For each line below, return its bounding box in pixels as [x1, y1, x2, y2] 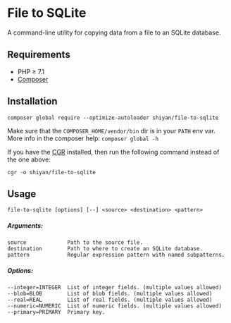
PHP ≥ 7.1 [17, 67, 44, 75]
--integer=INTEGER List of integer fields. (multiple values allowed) [7, 284, 222, 291]
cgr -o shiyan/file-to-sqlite [7, 169, 96, 176]
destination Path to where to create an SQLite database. [7, 245, 203, 252]
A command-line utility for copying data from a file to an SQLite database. [7, 28, 221, 37]
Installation [7, 95, 58, 107]
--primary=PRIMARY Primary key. [7, 309, 106, 316]
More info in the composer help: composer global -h [7, 134, 159, 142]
